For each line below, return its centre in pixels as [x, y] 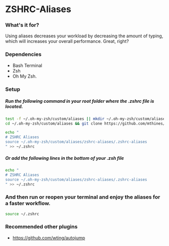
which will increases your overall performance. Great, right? [67, 41]
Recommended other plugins [41, 227]
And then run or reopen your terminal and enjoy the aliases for [83, 197]
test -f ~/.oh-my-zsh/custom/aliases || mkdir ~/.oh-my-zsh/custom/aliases [86, 119]
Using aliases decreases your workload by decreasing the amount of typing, [84, 36]
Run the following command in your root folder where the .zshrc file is [80, 101]
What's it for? [22, 25]
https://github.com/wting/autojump [49, 237]
